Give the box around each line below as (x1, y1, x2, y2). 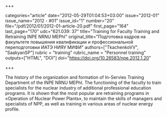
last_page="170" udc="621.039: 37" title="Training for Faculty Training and (5, 28, 160, 34)
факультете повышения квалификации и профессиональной (5, 39, 134, 45)
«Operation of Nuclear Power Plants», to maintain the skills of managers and (5, 95, 162, 101)
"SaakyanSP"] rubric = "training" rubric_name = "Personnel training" (5, 49, 146, 55)
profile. (5, 106, 20, 112)
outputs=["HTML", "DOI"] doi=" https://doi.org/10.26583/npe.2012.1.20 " (5, 55, 151, 60)
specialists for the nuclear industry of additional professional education (5, 85, 152, 90)
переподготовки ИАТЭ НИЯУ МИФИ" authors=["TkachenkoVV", (5, 44, 139, 50)
